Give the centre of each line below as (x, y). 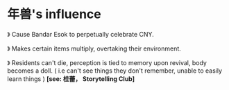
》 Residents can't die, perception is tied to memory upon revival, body (107, 62)
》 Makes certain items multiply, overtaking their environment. (94, 48)
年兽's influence (54, 14)
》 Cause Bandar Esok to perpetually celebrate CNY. (80, 34)
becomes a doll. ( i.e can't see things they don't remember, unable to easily (115, 71)
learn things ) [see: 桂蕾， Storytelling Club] (71, 79)
